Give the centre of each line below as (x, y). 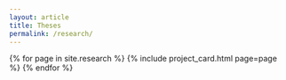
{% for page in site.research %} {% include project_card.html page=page (143, 59)
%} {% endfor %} (41, 68)
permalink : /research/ (51, 33)
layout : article (39, 17)
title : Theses (36, 25)
